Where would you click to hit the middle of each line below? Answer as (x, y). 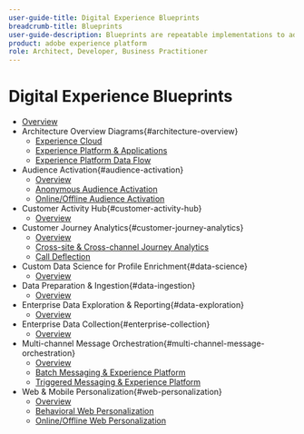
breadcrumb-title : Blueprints (66, 26)
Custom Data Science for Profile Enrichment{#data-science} (135, 266)
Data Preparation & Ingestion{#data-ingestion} (108, 286)
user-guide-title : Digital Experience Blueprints (104, 18)
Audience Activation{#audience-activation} (103, 170)
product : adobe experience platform (78, 43)
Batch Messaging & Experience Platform (110, 372)
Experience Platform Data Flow (93, 161)
